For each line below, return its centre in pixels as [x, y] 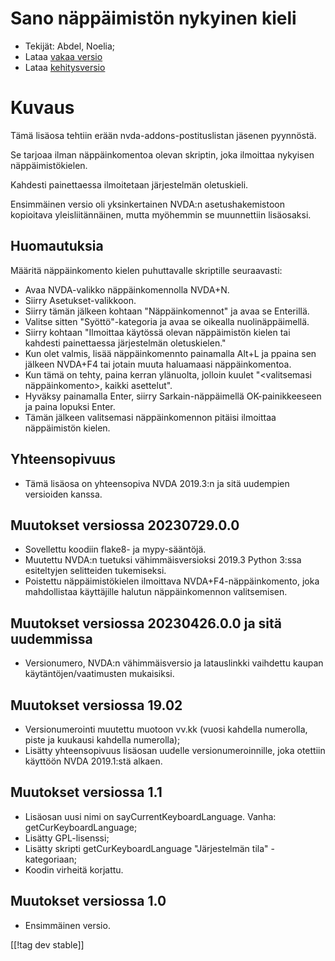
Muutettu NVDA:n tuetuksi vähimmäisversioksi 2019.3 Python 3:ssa [163, 560]
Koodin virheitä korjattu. [74, 869]
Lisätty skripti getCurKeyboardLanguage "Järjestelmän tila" [146, 848]
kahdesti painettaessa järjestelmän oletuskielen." [125, 343]
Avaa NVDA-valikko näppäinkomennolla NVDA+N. [127, 289]
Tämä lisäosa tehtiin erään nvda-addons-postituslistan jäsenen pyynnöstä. [163, 135]
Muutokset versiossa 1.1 [86, 792]
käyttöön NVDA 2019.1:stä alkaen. [93, 761]
